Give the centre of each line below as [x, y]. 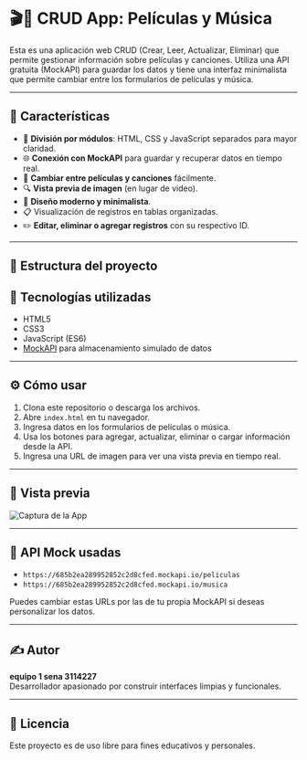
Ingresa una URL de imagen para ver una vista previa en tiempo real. [152, 456]
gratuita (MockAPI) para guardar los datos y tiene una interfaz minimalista [148, 69]
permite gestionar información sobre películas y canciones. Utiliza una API [149, 59]
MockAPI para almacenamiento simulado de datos [117, 348]
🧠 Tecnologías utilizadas [80, 297]
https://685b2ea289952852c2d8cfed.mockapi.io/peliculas [131, 575]
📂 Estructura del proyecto [84, 266]
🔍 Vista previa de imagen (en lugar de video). [110, 188]
